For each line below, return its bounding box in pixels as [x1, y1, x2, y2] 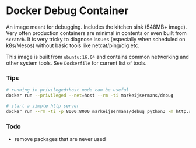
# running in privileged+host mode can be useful [6, 87, 129, 93]
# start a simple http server [6, 103, 80, 109]
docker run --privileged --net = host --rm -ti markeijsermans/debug [6, 93, 174, 98]
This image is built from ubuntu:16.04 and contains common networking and [6, 53, 190, 60]
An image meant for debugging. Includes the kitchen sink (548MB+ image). [6, 23, 187, 30]
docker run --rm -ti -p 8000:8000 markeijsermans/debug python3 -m [6, 108, 174, 114]
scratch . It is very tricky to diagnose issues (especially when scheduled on [6, 36, 185, 43]
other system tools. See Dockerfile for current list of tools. [6, 59, 147, 66]
